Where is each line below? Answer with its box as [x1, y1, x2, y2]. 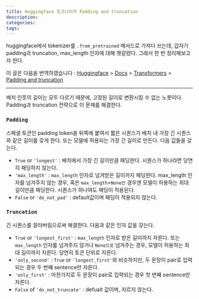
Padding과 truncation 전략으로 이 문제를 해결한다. [6, 101, 123, 108]
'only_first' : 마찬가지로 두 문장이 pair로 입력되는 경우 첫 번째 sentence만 [14, 271, 191, 278]
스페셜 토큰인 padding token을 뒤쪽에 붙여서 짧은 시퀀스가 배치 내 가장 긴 [6, 129, 175, 136]
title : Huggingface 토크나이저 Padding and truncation [6, 8, 138, 15]
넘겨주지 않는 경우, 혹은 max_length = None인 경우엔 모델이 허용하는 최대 [25, 179, 189, 186]
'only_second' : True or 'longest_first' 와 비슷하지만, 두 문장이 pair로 [14, 256, 182, 263]
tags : [6, 25, 20, 31]
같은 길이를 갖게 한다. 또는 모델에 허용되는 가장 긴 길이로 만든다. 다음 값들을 [12, 137, 186, 144]
